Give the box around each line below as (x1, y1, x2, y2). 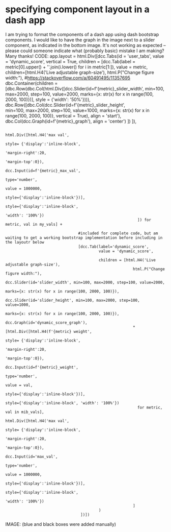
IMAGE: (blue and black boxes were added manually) (5, 521, 116, 527)
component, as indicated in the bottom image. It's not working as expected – (5, 42, 166, 48)
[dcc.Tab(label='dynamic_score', (78, 244, 149, 249)
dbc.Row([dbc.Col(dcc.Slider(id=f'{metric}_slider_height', (5, 102, 126, 108)
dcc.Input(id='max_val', (5, 454, 58, 459)
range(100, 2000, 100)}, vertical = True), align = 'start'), (5, 112, 122, 118)
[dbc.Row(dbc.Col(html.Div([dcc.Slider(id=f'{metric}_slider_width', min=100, (5, 85, 164, 91)
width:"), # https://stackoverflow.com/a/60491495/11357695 (5, 75, 131, 81)
